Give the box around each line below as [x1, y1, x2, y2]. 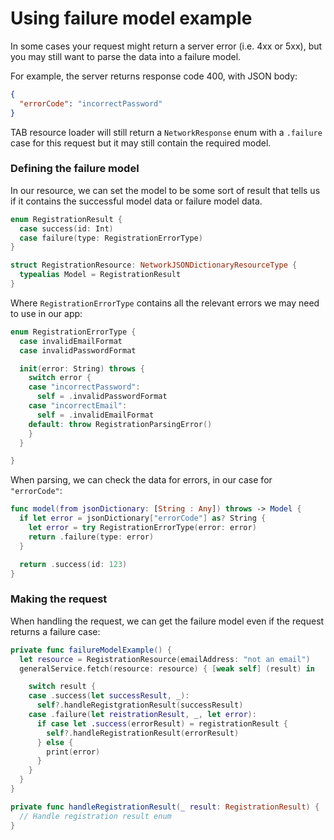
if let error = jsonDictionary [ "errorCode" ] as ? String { [19, 513, 267, 524]
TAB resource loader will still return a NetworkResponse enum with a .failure [10, 126, 323, 138]
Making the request [10, 592, 108, 606]
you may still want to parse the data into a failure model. [10, 50, 242, 62]
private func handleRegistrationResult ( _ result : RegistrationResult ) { [10, 802, 320, 812]
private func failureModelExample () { [10, 645, 172, 655]
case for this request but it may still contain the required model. [10, 137, 272, 149]
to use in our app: [10, 307, 83, 319]
